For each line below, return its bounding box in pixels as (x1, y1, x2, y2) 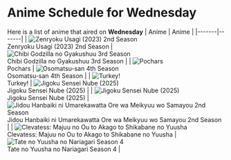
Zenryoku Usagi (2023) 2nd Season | (7, 42, 113, 50)
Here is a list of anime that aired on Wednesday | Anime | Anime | (7, 28, 194, 36)
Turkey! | (7, 79, 33, 87)
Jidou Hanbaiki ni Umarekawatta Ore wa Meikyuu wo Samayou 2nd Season (7, 115, 222, 123)
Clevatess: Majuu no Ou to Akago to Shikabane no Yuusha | (7, 130, 177, 139)
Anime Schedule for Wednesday (7, 5, 197, 21)
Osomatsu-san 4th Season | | (7, 71, 91, 80)
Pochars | (7, 64, 35, 72)
